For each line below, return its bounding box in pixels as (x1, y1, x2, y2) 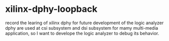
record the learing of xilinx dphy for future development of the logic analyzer (5, 20, 164, 26)
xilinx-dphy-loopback (5, 3, 98, 15)
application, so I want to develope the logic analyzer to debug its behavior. (5, 30, 159, 36)
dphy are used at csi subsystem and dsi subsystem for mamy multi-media (5, 25, 158, 31)
